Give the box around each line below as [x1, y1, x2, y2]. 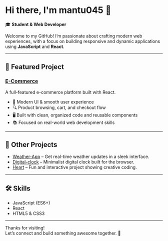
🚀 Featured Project [5, 62, 64, 71]
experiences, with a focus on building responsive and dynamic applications [5, 38, 160, 44]
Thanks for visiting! [5, 225, 45, 231]
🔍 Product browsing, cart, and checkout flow [12, 104, 106, 110]
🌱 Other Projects [5, 140, 57, 149]
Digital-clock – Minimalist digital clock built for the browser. [12, 159, 134, 165]
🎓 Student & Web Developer [5, 21, 66, 27]
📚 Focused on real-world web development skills [12, 119, 115, 125]
